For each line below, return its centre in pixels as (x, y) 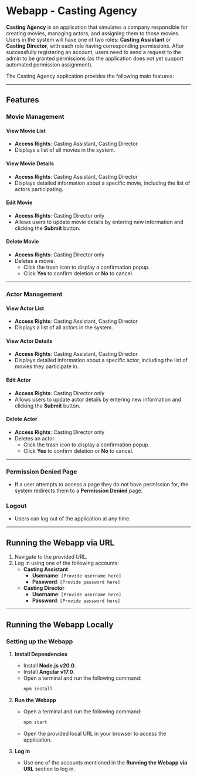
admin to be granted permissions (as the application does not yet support (95, 58)
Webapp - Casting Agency (72, 11)
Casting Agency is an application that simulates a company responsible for (97, 27)
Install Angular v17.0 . (49, 672)
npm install (38, 689)
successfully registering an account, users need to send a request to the (94, 52)
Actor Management (34, 294)
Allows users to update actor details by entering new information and (98, 399)
